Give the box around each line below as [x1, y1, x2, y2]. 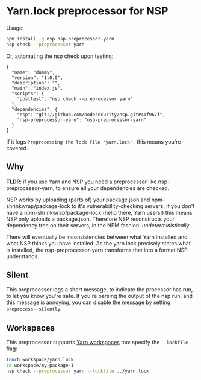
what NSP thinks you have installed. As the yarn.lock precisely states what [6, 239, 191, 247]
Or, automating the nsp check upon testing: [6, 52, 114, 60]
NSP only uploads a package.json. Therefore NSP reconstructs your [6, 215, 175, 223]
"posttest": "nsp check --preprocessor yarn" [17, 95, 134, 102]
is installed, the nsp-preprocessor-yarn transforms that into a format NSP [6, 246, 188, 253]
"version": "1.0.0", [11, 74, 63, 81]
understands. [6, 252, 39, 260]
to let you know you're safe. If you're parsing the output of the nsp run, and [6, 293, 193, 300]
